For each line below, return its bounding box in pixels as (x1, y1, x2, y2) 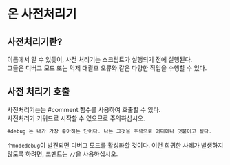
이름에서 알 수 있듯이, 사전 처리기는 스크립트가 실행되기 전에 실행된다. (7, 56, 193, 63)
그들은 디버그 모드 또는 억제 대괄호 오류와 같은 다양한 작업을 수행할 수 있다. (7, 64, 207, 72)
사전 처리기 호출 (7, 86, 70, 98)
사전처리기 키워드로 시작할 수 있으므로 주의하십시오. (7, 114, 145, 122)
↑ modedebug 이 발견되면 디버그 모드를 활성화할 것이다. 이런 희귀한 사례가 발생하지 (7, 141, 224, 149)
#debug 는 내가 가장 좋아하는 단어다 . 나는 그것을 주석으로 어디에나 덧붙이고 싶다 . (7, 128, 212, 135)
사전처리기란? (7, 36, 63, 47)
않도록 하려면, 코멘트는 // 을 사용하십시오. (7, 149, 118, 158)
